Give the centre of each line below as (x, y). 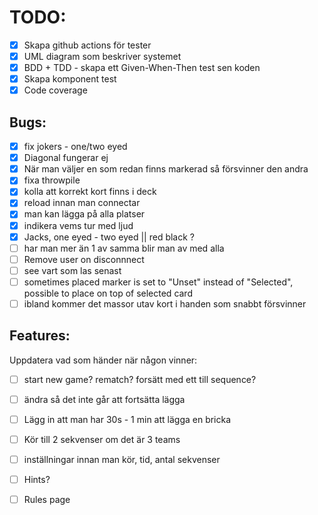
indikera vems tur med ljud (78, 225)
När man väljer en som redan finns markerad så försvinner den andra (166, 169)
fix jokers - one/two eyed (75, 147)
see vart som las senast (72, 270)
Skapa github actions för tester (87, 45)
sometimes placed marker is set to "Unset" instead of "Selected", (158, 282)
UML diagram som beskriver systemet (102, 56)
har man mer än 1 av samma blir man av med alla (124, 248)
